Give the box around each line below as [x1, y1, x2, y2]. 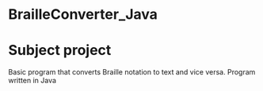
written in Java [8, 76, 57, 86]
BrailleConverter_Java [8, 5, 158, 24]
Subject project [8, 42, 112, 60]
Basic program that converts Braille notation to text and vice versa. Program [8, 67, 256, 77]
